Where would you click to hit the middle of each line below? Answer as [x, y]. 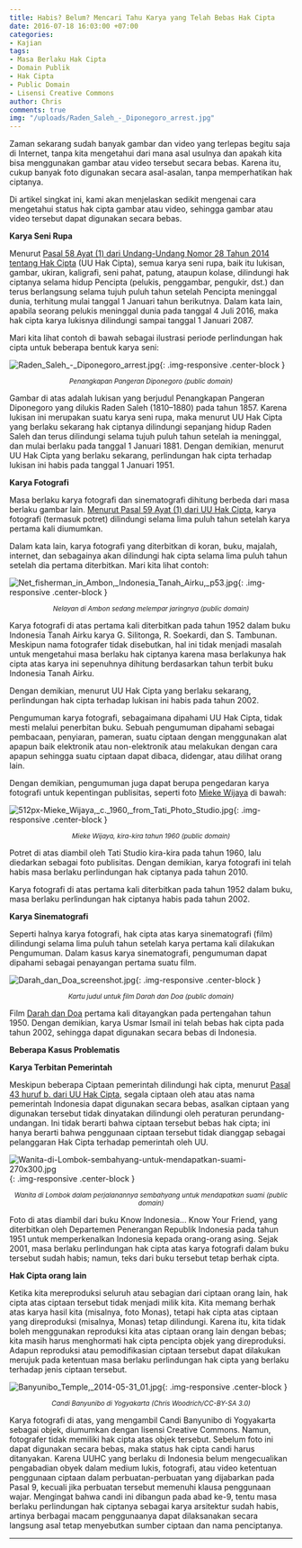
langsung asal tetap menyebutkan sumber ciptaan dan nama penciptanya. [146, 1525]
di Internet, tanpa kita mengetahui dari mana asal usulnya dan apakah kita [146, 153]
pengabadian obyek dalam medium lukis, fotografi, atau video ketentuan [143, 1468]
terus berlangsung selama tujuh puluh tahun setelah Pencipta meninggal [143, 292]
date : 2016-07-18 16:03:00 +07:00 [74, 26]
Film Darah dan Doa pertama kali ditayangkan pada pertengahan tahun [140, 1013]
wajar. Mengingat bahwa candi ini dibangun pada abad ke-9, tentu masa [143, 1497]
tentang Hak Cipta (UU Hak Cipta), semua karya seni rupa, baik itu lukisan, [147, 263]
